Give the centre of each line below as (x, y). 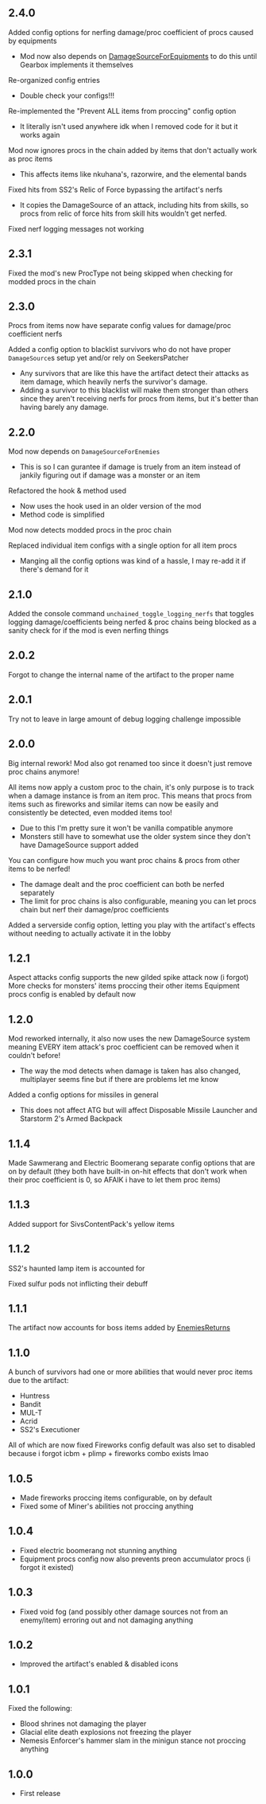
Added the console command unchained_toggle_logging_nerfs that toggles (131, 614)
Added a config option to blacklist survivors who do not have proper (120, 349)
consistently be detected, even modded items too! (90, 812)
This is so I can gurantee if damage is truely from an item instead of (130, 467)
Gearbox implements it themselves (76, 64)
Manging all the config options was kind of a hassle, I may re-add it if (133, 561)
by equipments (33, 41)
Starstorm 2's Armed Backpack (71, 1119)
